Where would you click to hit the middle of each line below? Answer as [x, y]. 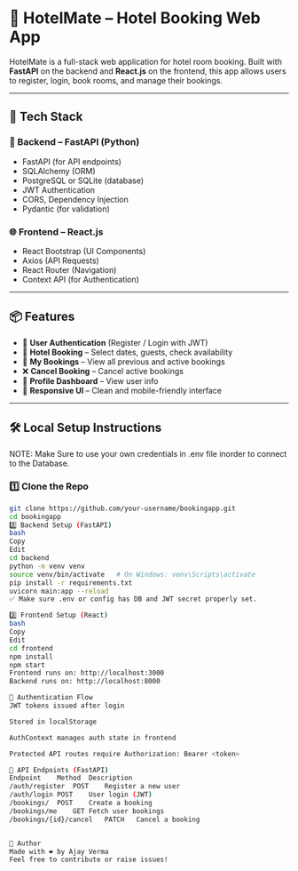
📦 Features [42, 317]
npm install [31, 657]
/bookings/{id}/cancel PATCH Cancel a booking [105, 819]
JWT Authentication [59, 189]
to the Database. [39, 463]
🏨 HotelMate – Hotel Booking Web [135, 18]
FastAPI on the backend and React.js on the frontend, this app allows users [148, 71]
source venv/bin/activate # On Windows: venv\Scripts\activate [132, 574]
